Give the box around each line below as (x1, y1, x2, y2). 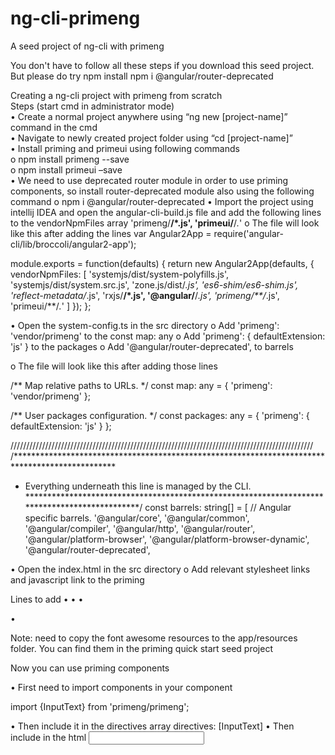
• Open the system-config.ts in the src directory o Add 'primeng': (10, 319, 280, 331)
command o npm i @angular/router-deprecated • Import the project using (10, 195, 314, 207)
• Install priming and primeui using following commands (10, 142, 240, 154)
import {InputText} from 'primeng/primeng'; (10, 700, 190, 712)
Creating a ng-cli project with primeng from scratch (10, 89, 223, 101)
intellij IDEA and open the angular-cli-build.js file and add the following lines (10, 206, 322, 218)
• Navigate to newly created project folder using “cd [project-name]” (10, 132, 293, 144)
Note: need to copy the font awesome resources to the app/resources (10, 632, 298, 644)
